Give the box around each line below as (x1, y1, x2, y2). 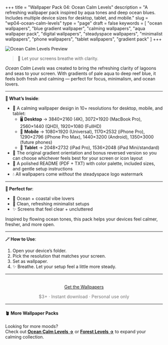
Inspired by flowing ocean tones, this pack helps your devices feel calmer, (5, 216, 158, 222)
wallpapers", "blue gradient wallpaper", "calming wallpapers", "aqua (5, 25, 145, 31)
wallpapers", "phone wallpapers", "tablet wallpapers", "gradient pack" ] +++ (5, 36, 162, 42)
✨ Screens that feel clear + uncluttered (12, 206, 93, 212)
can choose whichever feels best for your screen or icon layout (12, 155, 143, 161)
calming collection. (5, 333, 44, 339)
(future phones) (19, 139, 52, 145)
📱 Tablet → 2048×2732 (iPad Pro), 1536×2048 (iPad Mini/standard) (19, 144, 159, 150)
